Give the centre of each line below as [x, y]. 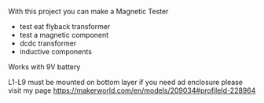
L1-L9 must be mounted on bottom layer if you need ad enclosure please [126, 82]
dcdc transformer [48, 43]
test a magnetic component [64, 35]
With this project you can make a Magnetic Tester [88, 11]
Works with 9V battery [44, 67]
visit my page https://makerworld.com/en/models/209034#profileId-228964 [132, 90]
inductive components [56, 51]
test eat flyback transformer [65, 26]
